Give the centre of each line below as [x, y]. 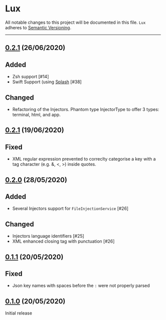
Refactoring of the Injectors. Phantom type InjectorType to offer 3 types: [86, 109]
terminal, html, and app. [36, 114]
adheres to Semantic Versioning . [38, 27]
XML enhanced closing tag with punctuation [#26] [63, 241]
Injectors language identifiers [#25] [48, 236]
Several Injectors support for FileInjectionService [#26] [70, 209]
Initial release [19, 313]
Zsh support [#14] [31, 77]
